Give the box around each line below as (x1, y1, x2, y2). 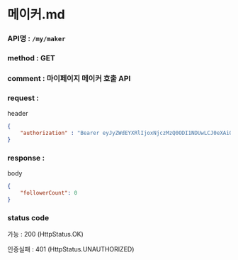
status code (7, 212, 50, 222)
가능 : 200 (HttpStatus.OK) (7, 230, 84, 239)
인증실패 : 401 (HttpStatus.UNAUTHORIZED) (7, 245, 135, 254)
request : (7, 93, 39, 103)
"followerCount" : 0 (20, 190, 78, 197)
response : (7, 153, 45, 163)
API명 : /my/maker (7, 33, 66, 43)
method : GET (7, 53, 55, 63)
